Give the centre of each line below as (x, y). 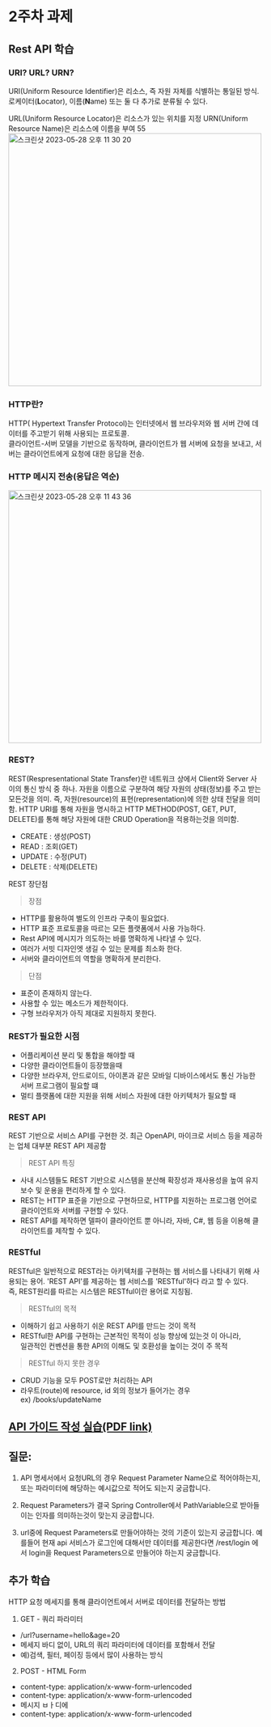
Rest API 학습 (41, 49)
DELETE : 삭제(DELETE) (59, 866)
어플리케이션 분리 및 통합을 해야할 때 (77, 1056)
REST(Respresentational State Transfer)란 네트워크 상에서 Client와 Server (129, 778)
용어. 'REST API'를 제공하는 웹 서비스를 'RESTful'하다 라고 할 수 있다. (139, 1281)
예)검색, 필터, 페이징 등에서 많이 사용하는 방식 (91, 1654)
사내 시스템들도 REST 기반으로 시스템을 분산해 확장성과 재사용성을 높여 (132, 1180)
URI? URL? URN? (41, 72)
